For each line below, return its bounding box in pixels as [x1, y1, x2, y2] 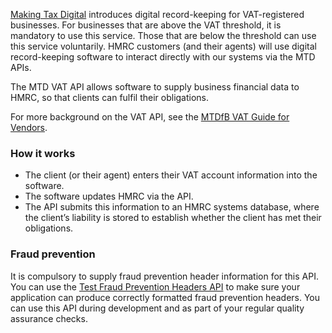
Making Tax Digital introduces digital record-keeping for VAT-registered [10, 9, 305, 20]
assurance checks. [10, 312, 88, 324]
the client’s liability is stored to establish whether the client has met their [24, 212, 322, 224]
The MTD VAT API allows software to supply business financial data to [10, 81, 300, 93]
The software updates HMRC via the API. [24, 190, 194, 203]
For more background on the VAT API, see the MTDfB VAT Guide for [10, 111, 290, 123]
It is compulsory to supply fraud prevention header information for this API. [10, 270, 319, 282]
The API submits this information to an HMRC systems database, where [24, 201, 320, 213]
